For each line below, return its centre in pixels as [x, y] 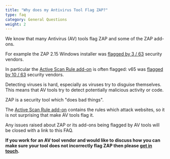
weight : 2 [16, 24]
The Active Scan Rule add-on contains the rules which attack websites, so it [85, 110]
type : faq [16, 15]
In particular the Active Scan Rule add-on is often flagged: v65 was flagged [84, 69]
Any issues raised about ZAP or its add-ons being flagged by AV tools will [82, 125]
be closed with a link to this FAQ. [39, 130]
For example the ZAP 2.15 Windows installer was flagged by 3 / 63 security [84, 54]
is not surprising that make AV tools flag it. [50, 115]
